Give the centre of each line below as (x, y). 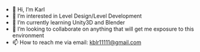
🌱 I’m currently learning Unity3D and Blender (69, 22)
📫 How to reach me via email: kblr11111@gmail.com (77, 42)
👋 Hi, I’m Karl (28, 9)
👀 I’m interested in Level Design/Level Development (77, 16)
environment (28, 35)
